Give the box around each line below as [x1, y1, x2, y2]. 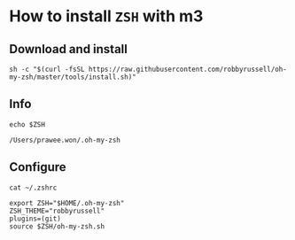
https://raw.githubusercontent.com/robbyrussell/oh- [88, 65, 288, 74]
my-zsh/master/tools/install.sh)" [9, 73, 137, 81]
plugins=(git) [9, 214, 62, 223]
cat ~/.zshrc [9, 183, 58, 192]
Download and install [9, 42, 128, 57]
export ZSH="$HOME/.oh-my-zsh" [9, 198, 125, 207]
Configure [9, 159, 66, 174]
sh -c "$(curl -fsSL [9, 65, 86, 74]
